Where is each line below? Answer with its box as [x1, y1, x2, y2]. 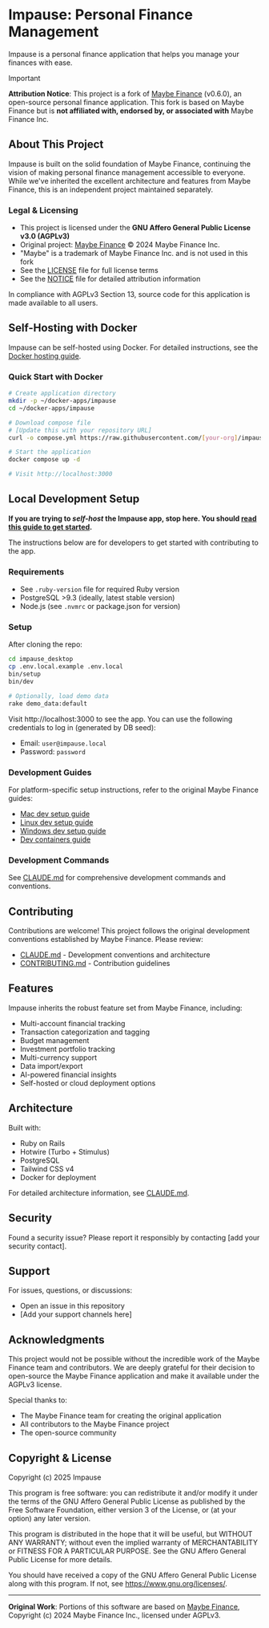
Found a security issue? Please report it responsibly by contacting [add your [8, 1232, 260, 1242]
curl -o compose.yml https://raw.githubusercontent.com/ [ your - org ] [8, 433, 239, 442]
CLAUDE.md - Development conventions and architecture [19, 950, 211, 960]
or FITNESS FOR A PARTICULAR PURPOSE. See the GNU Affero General [8, 1546, 247, 1556]
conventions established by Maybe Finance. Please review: [8, 935, 203, 944]
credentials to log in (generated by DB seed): [8, 722, 156, 732]
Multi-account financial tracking [19, 1018, 126, 1028]
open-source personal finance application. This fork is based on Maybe [8, 97, 244, 107]
